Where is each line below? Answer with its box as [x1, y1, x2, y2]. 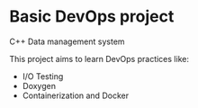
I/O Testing [22, 70, 64, 82]
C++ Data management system [9, 36, 125, 47]
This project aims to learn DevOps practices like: [9, 53, 189, 64]
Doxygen [22, 80, 57, 91]
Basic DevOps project [9, 6, 175, 27]
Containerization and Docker [22, 90, 129, 101]
